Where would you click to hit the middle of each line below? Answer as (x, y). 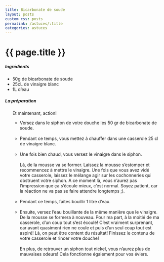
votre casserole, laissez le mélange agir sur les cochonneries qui (85, 175)
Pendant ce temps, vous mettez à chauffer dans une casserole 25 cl (89, 138)
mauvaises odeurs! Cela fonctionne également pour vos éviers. (84, 254)
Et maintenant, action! (34, 113)
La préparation (21, 101)
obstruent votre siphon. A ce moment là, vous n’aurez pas (78, 180)
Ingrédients (17, 66)
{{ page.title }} (36, 53)
